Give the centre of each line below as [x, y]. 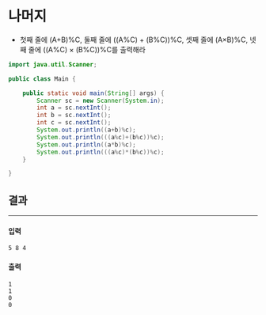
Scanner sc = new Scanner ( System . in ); [101, 101]
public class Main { [42, 79]
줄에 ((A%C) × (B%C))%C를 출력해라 [87, 49]
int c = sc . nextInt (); [74, 123]
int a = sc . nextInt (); [74, 108]
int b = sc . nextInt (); [74, 116]
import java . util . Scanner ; [53, 64]
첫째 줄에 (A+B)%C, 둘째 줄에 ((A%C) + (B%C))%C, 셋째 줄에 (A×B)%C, [134, 40]
